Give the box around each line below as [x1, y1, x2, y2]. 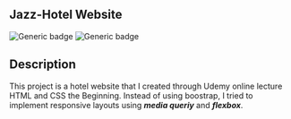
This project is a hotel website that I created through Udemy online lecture [9, 81, 283, 91]
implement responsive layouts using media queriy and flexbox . [9, 99, 244, 110]
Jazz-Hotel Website [9, 7, 123, 22]
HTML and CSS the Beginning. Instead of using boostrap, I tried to [9, 89, 253, 101]
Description [9, 57, 76, 72]
